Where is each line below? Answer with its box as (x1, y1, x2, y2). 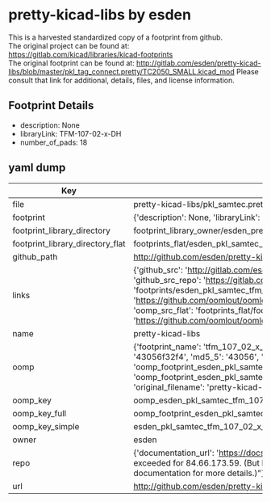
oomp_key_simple (12, 420, 80, 432)
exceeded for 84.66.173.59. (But (132, 457, 260, 468)
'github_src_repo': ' (132, 274, 206, 285)
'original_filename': (132, 382, 206, 393)
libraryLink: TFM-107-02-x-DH (19, 129, 122, 138)
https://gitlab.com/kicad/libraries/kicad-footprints (8, 49, 173, 59)
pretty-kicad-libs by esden (8, 6, 192, 24)
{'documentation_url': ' (132, 447, 219, 458)
